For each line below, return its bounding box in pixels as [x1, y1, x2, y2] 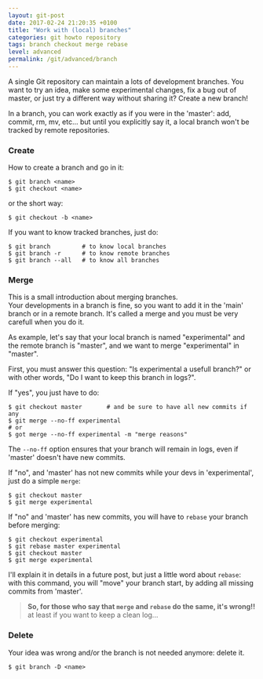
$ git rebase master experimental [8, 542, 122, 550]
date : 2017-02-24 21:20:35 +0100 [8, 19, 118, 27]
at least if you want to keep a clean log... [27, 610, 159, 620]
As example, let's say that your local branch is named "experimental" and [8, 333, 246, 342]
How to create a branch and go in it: [8, 162, 124, 173]
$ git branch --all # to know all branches [8, 257, 159, 265]
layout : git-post [8, 11, 65, 20]
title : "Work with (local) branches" [8, 26, 132, 34]
